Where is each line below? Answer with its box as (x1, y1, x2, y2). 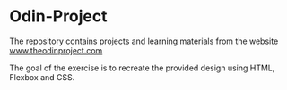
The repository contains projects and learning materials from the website (9, 36, 279, 46)
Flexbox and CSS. (9, 71, 75, 82)
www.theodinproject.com (9, 45, 103, 55)
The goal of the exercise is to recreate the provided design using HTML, (9, 62, 275, 73)
